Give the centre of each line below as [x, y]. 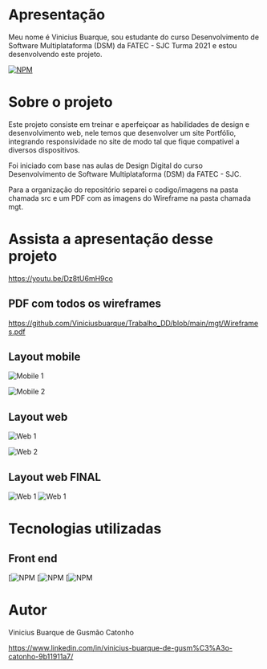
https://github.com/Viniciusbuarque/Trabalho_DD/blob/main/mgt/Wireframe [133, 323]
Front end [33, 559]
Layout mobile [44, 357]
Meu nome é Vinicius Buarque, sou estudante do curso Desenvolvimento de [133, 37]
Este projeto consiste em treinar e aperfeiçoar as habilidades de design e [129, 124]
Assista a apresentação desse [111, 239]
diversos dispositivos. [44, 149]
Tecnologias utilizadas [85, 529]
